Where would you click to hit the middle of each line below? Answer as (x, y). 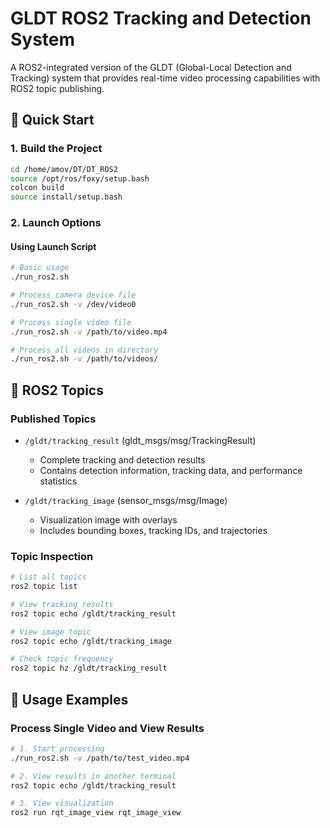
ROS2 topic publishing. (57, 88)
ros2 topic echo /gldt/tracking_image (91, 641)
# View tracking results (62, 604)
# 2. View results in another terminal (93, 776)
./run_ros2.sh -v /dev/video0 (73, 304)
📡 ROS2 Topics (57, 390)
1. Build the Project (56, 149)
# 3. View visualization (62, 803)
